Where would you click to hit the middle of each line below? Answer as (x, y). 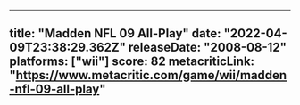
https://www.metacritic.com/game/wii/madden (151, 75)
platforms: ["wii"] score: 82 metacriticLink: (132, 62)
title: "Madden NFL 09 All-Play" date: (115, 33)
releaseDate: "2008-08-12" (208, 48)
